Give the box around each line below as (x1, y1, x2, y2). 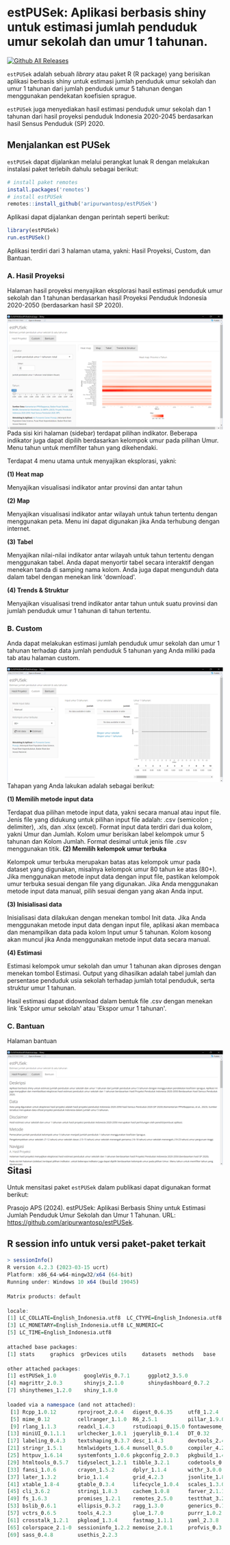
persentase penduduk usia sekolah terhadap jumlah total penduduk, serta (7, 977, 215, 985)
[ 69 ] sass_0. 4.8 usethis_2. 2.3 (7, 1531, 118, 1538)
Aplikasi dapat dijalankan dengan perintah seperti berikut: (7, 213, 170, 221)
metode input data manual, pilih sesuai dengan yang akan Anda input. (7, 887, 204, 895)
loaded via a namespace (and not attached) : (7, 1401, 136, 1408)
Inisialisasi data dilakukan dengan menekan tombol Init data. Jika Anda (7, 914, 207, 922)
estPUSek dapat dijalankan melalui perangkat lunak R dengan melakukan (7, 158, 210, 166)
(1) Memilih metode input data (7, 795, 94, 803)
